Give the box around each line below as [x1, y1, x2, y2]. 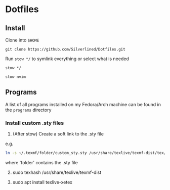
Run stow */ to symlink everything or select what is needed [5, 56, 129, 62]
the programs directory [5, 107, 52, 113]
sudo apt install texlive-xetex [12, 179, 72, 185]
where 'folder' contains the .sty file [5, 159, 78, 165]
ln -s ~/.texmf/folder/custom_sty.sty [5, 151, 87, 156]
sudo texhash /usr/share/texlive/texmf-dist [12, 169, 102, 175]
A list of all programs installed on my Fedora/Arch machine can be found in [5, 101, 161, 107]
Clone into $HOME [5, 37, 39, 43]
